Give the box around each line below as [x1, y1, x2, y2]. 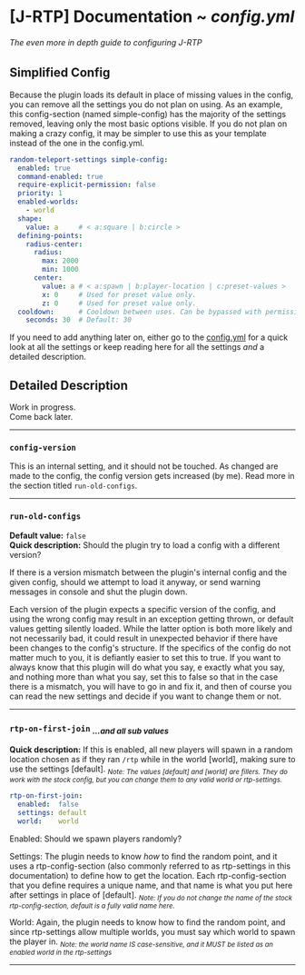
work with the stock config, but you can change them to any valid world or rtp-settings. [9, 775, 283, 785]
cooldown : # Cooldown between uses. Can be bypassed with [17, 307, 261, 316]
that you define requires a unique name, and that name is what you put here [9, 880, 293, 890]
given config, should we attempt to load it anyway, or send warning [9, 576, 261, 587]
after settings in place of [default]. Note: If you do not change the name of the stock [9, 889, 293, 902]
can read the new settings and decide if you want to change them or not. [9, 691, 281, 701]
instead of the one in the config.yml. [9, 137, 145, 148]
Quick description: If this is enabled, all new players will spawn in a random [9, 744, 293, 755]
